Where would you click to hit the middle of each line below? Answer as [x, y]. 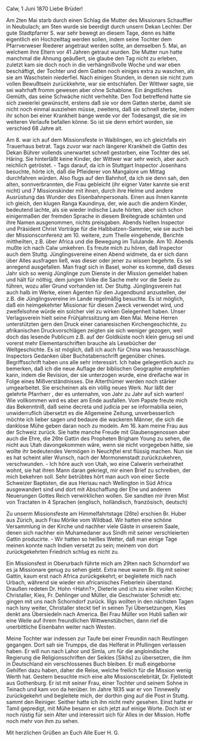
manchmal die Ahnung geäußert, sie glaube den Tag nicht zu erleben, [92, 58]
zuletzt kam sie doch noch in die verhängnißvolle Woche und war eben [93, 65]
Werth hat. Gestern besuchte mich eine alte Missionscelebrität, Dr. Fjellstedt [100, 676]
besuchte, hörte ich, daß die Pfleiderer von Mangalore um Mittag [86, 172]
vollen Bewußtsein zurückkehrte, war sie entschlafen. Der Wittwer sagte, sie [100, 84]
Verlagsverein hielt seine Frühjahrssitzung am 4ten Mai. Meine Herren [92, 318]
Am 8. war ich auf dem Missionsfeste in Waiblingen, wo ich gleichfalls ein [96, 140]
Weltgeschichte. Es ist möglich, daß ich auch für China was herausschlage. [99, 350]
